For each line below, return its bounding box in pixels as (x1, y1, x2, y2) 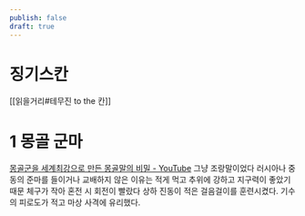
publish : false (9, 13, 67, 23)
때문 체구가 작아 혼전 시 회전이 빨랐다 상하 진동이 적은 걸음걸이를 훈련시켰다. (9, 186, 280, 197)
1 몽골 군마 (9, 131, 84, 151)
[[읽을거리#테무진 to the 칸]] (9, 96, 112, 107)
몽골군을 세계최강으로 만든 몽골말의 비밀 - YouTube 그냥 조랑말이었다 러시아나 (9, 163, 287, 174)
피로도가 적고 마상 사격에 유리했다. (18, 197, 141, 208)
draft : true (9, 22, 55, 31)
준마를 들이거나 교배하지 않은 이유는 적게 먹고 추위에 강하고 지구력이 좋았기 (25, 174, 291, 185)
